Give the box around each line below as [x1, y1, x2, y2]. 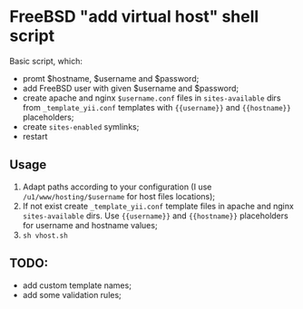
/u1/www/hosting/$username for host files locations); [22, 190, 216, 201]
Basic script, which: [9, 55, 83, 66]
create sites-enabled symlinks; [22, 121, 140, 132]
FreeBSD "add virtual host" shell [9, 6, 259, 27]
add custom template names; [22, 279, 132, 291]
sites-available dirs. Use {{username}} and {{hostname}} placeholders [22, 210, 288, 221]
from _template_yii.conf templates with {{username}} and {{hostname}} [22, 101, 292, 112]
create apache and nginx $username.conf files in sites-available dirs [22, 92, 281, 103]
